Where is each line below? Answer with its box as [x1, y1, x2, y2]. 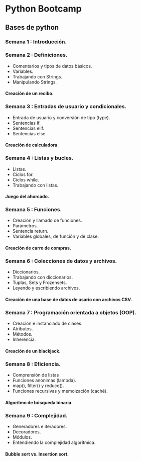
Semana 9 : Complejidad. [5, 412, 68, 419]
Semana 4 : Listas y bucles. [5, 154, 74, 161]
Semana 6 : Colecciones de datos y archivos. [5, 257, 117, 264]
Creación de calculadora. [5, 142, 59, 148]
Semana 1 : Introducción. [5, 38, 67, 45]
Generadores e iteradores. [12, 423, 67, 430]
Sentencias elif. [12, 125, 45, 131]
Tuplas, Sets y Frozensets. [12, 280, 67, 286]
